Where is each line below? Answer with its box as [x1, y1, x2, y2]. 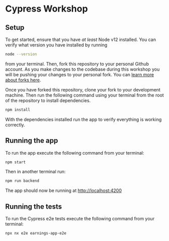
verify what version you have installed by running [5, 42, 107, 48]
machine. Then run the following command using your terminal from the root [5, 92, 164, 98]
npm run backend [5, 178, 39, 183]
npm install [5, 107, 30, 112]
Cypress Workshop [5, 3, 88, 15]
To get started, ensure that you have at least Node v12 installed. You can [5, 36, 156, 42]
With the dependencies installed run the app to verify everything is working [5, 116, 162, 122]
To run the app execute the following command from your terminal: [5, 150, 144, 156]
